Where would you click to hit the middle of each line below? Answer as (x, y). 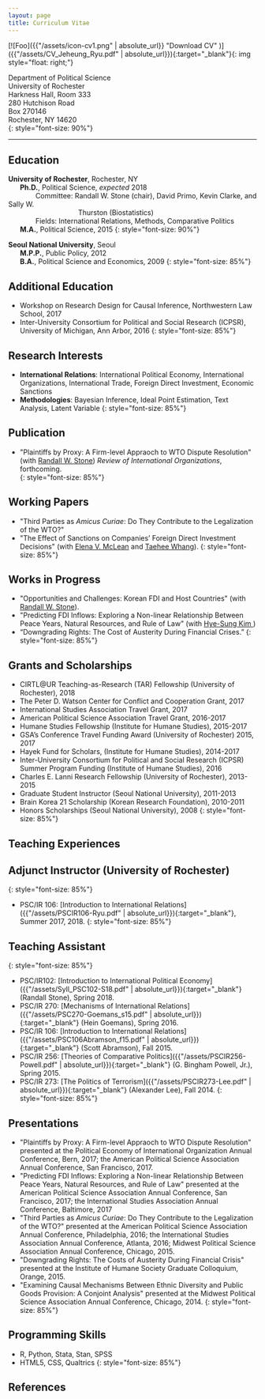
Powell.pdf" (38, 1065)
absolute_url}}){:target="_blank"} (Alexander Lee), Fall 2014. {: (121, 1090)
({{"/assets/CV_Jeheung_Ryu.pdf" (64, 54)
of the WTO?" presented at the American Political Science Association (134, 1227)
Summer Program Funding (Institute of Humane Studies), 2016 (121, 768)
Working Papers (49, 502)
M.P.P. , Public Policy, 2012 (63, 253)
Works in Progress (54, 579)
